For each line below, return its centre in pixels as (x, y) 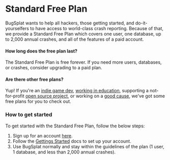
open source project (47, 96)
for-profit (15, 96)
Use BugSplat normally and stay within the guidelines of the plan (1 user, (88, 146)
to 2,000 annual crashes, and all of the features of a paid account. (75, 39)
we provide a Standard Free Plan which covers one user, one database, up (83, 34)
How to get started (29, 115)
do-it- (141, 23)
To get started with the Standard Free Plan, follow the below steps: (75, 126)
